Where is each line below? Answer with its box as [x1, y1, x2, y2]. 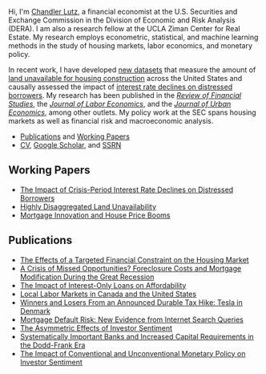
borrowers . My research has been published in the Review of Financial [8, 91, 242, 100]
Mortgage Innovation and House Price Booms [19, 210, 171, 220]
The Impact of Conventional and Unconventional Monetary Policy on [19, 348, 246, 358]
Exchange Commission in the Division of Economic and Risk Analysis [8, 15, 236, 25]
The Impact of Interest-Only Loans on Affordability [19, 280, 187, 290]
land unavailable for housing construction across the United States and [8, 74, 243, 83]
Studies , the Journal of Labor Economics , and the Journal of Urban [8, 100, 232, 108]
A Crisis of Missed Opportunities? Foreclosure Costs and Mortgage [19, 263, 242, 273]
